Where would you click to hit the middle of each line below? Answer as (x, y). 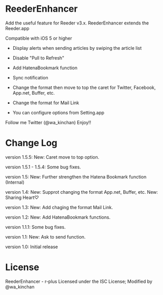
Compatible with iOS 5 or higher (39, 38)
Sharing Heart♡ (22, 197)
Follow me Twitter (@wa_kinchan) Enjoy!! (48, 122)
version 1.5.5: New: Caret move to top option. (52, 157)
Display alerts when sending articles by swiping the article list (77, 48)
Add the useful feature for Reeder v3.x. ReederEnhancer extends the (77, 23)
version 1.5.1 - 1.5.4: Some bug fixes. (43, 167)
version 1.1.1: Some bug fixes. (36, 227)
